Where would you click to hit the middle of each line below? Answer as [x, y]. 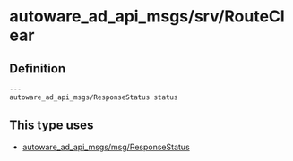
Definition [37, 68]
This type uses [52, 126]
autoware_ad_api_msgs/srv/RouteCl [147, 17]
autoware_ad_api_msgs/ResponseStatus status [94, 97]
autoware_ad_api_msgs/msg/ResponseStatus [106, 147]
